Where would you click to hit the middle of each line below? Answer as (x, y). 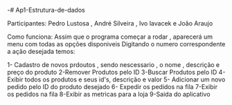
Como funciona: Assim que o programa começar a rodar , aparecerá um (110, 37)
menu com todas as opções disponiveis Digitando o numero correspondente (116, 44)
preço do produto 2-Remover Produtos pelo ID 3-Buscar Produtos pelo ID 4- (116, 72)
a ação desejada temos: (41, 51)
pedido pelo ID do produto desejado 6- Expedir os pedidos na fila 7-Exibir (113, 87)
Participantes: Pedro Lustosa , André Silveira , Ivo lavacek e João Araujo (110, 23)
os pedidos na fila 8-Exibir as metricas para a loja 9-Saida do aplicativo (109, 94)
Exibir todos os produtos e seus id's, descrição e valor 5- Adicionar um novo (116, 79)
